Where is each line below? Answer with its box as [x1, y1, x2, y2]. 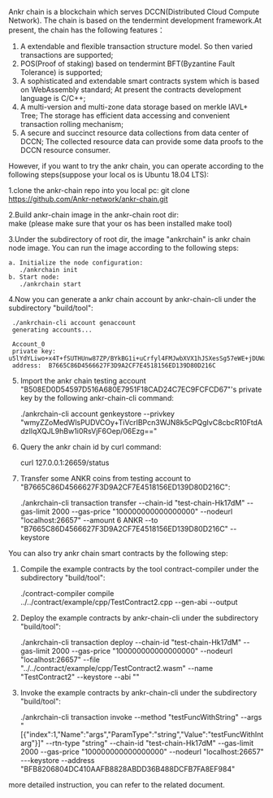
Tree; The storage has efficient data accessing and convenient [19, 111, 230, 121]
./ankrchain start [19, 280, 82, 288]
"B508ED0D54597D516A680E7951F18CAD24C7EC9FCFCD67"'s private [19, 384, 262, 394]
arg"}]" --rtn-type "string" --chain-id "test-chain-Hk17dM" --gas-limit [19, 739, 254, 748]
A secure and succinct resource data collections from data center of [19, 128, 249, 138]
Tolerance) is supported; [19, 68, 103, 77]
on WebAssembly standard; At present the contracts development [19, 85, 241, 94]
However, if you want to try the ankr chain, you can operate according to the [8, 161, 264, 170]
